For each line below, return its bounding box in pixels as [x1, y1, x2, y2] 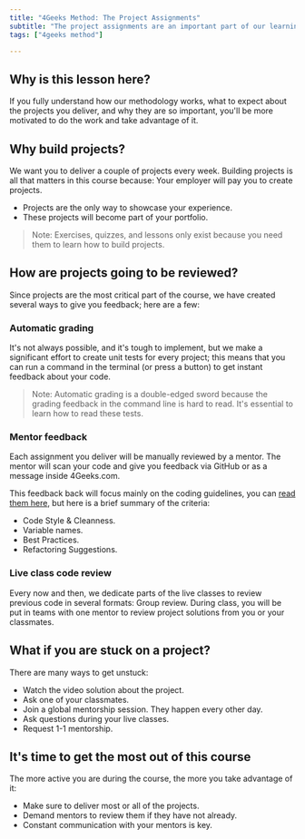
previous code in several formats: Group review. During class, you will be [9, 597, 282, 608]
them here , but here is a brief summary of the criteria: [9, 498, 211, 509]
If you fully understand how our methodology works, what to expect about [9, 96, 288, 107]
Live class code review [9, 567, 112, 580]
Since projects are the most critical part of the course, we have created [9, 289, 276, 300]
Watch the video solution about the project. [22, 684, 184, 695]
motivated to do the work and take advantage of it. [9, 115, 199, 126]
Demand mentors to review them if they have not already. [22, 810, 238, 821]
